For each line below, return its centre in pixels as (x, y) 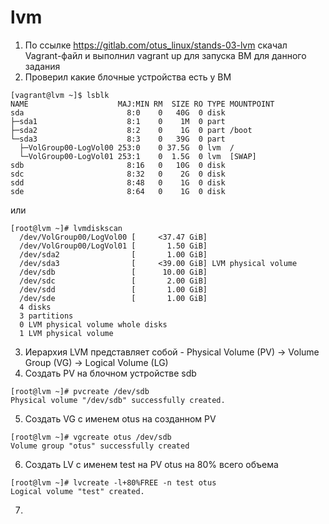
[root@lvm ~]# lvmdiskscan (66, 228)
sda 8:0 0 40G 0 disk (118, 112)
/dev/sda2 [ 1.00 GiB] (113, 254)
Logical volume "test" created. (77, 491)
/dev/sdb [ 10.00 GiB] (113, 272)
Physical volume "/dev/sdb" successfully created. (118, 400)
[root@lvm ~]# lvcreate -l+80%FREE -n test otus (113, 482)
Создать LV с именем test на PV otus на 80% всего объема (151, 464)
